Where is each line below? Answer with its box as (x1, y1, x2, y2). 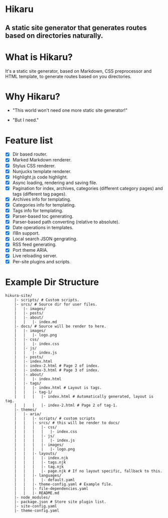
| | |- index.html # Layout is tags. (14, 385, 102, 390)
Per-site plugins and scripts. (12, 258, 71, 264)
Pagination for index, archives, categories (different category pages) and (12, 185, 163, 191)
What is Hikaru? (5, 51, 73, 63)
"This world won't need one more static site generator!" (12, 107, 128, 113)
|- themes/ (14, 407, 37, 412)
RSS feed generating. (12, 242, 57, 248)
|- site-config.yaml (14, 503, 57, 508)
